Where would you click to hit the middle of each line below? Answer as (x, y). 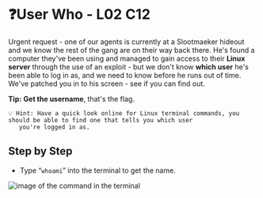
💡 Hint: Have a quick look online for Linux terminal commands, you (124, 113)
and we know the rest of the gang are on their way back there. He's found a (131, 50)
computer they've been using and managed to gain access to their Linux (127, 58)
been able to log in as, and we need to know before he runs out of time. (125, 75)
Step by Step (40, 151)
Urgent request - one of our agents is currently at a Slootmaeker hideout (126, 41)
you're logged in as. (54, 127)
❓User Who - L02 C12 (79, 15)
